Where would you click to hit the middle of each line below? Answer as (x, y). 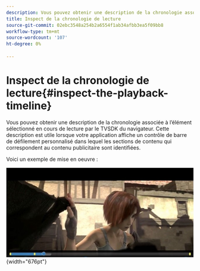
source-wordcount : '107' (37, 38)
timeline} (29, 106)
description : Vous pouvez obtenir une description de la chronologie (94, 13)
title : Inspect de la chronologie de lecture (63, 19)
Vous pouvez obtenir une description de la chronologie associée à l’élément (99, 122)
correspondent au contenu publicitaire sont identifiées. (74, 147)
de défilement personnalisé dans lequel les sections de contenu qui (89, 141)
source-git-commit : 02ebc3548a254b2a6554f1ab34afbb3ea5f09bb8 (85, 25)
